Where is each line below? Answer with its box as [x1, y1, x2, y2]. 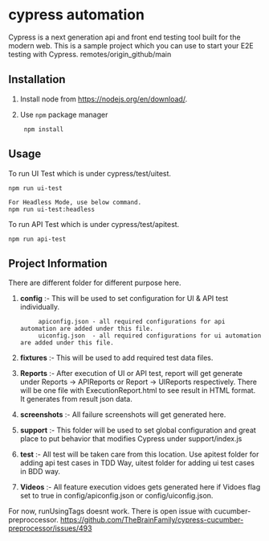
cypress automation [8, 6, 145, 24]
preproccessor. [8, 515, 59, 525]
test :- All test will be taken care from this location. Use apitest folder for [19, 449, 259, 460]
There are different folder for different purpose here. [8, 278, 181, 287]
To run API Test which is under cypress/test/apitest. [8, 219, 180, 229]
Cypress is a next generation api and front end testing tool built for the [8, 32, 241, 42]
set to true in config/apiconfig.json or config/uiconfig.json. [19, 491, 214, 501]
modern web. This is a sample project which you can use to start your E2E [8, 40, 255, 50]
